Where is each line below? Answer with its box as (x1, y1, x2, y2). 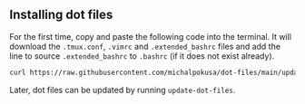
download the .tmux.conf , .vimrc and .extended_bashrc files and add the (9, 41, 281, 52)
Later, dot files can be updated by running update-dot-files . (9, 84, 236, 95)
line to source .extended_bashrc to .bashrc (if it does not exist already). (9, 50, 275, 61)
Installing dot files (9, 7, 113, 23)
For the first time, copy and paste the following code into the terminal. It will (9, 31, 292, 42)
